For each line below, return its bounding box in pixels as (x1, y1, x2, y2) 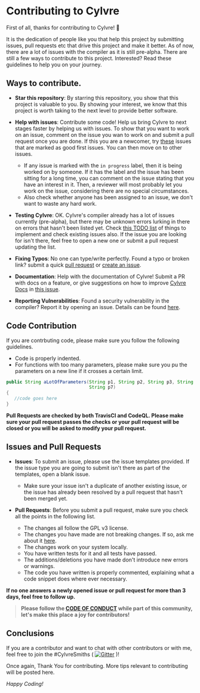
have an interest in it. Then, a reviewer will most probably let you (23, 181, 183, 188)
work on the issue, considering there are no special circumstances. (23, 187, 189, 194)
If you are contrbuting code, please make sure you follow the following (6, 337, 180, 344)
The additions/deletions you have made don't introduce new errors (23, 556, 189, 563)
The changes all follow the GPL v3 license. (23, 524, 129, 532)
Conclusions (6, 628, 54, 639)
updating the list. (14, 243, 57, 251)
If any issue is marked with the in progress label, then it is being (23, 161, 182, 169)
